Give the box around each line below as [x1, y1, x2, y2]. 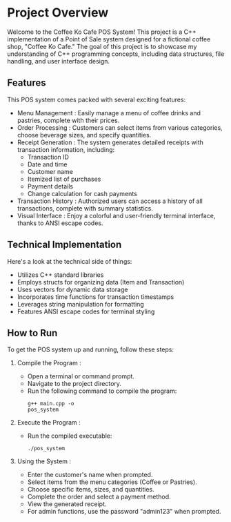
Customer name [27, 167, 74, 175]
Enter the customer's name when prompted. [27, 471, 153, 479]
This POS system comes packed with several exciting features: [7, 95, 186, 104]
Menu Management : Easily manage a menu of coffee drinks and [17, 108, 201, 117]
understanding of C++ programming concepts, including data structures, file [7, 50, 225, 58]
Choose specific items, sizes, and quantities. [27, 485, 154, 494]
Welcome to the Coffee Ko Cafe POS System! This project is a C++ [7, 28, 197, 36]
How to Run [7, 327, 58, 339]
